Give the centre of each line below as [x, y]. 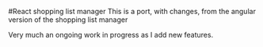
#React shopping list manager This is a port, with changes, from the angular [132, 11]
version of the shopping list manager [68, 20]
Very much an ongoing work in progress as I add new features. [111, 35]
